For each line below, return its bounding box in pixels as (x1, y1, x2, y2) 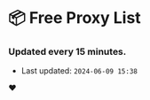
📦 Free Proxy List (8, 8, 141, 28)
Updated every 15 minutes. (8, 46, 127, 58)
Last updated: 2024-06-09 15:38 (20, 65, 138, 76)
